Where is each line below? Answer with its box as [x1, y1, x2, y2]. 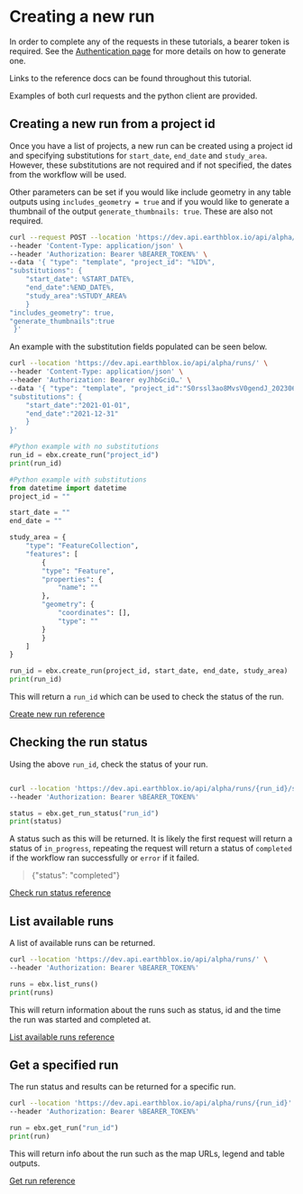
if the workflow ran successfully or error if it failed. [9, 852, 200, 863]
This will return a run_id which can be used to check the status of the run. [9, 692, 284, 702]
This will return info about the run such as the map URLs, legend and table [9, 1148, 286, 1159]
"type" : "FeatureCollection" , [25, 541, 140, 550]
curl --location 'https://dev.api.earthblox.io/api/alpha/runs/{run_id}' [9, 1098, 293, 1108]
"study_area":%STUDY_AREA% [25, 291, 127, 300]
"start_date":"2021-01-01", [25, 400, 131, 409]
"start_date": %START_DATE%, [25, 275, 135, 284]
